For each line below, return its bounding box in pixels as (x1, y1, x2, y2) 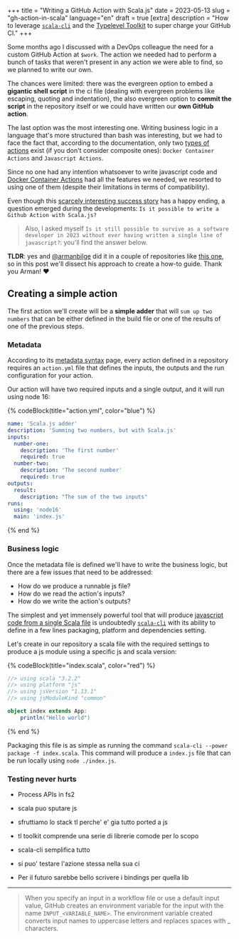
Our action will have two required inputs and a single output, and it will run (7, 385, 225, 393)
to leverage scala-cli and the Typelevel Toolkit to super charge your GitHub (7, 21, 231, 29)
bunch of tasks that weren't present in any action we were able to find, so (7, 58, 223, 66)
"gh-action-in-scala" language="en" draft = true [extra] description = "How (7, 14, 229, 22)
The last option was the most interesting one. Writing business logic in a (7, 124, 218, 131)
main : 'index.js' (14, 513, 65, 521)
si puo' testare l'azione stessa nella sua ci (17, 860, 140, 868)
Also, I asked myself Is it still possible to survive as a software (24, 224, 229, 233)
